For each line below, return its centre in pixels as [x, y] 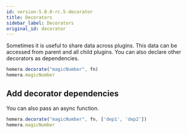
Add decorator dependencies [62, 94]
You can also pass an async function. [53, 108]
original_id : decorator [36, 29]
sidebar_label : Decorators [40, 23]
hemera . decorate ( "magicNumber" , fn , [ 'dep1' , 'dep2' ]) [77, 119]
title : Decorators [29, 17]
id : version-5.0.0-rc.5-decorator [50, 12]
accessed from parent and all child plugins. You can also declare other [94, 52]
